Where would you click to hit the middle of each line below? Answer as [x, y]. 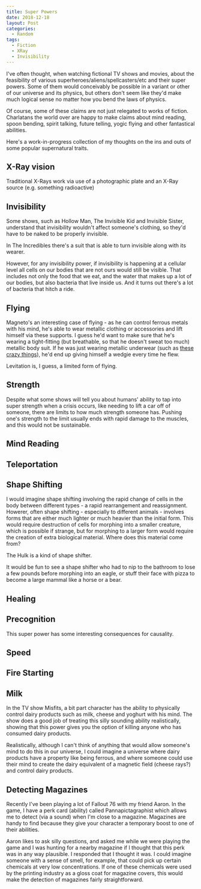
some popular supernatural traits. [47, 148]
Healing [21, 599]
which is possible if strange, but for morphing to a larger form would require [100, 531]
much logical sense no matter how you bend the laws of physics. [86, 99]
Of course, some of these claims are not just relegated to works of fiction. [97, 111]
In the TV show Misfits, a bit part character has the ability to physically [93, 708]
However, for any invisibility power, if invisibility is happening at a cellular [96, 264]
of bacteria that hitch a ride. [40, 289]
